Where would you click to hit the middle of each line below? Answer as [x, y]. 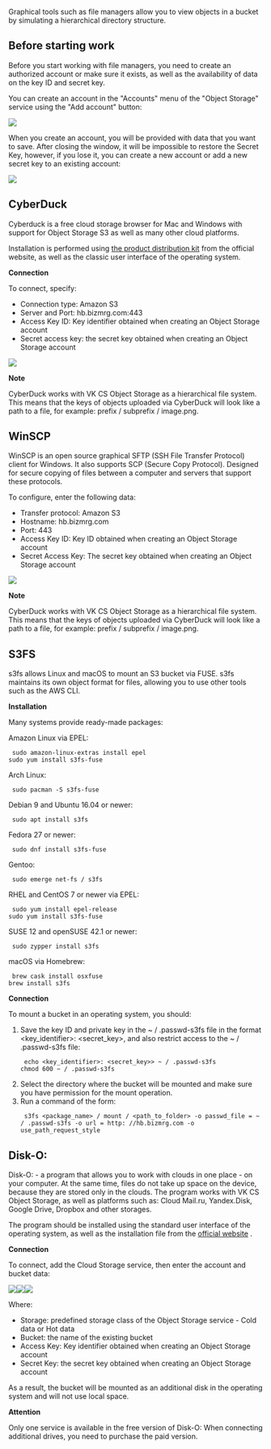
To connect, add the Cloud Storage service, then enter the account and [127, 1265]
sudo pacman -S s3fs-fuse [55, 790]
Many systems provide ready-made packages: [86, 722]
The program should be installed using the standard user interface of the [129, 1225]
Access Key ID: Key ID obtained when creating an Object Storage [129, 539]
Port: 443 [36, 530]
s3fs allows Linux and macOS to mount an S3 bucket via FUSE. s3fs [121, 674]
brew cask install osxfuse [57, 976]
